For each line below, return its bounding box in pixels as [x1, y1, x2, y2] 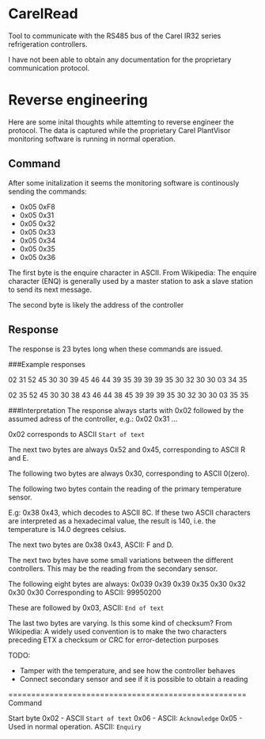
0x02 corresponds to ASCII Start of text [8, 429, 145, 438]
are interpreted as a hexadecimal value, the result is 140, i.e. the [8, 516, 216, 526]
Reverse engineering [8, 91, 148, 109]
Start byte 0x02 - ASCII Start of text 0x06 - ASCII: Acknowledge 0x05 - [8, 713, 243, 722]
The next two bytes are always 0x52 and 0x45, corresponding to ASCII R [8, 445, 246, 454]
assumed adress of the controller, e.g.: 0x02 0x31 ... [8, 414, 178, 423]
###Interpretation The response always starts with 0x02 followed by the [8, 405, 244, 415]
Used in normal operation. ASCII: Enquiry [8, 722, 142, 731]
